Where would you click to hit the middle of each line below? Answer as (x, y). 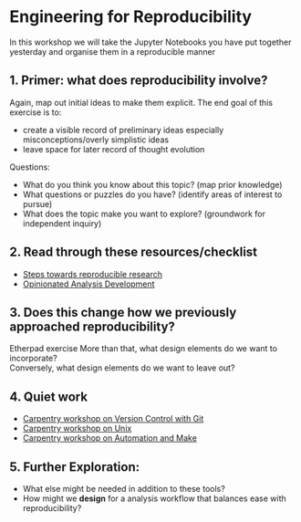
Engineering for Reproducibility (131, 17)
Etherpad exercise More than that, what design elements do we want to (144, 349)
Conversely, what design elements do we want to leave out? (122, 368)
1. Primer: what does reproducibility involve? (139, 81)
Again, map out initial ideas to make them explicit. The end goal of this (141, 102)
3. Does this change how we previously (123, 312)
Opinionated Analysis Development (88, 284)
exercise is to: (36, 112)
